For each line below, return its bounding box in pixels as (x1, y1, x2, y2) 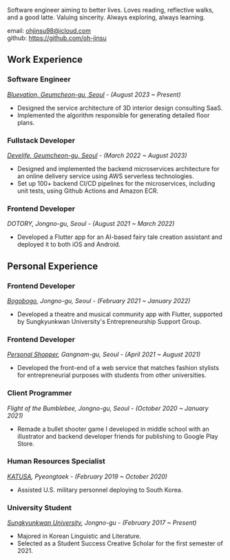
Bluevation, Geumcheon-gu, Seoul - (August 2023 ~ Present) (7, 90, 181, 99)
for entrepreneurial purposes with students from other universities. (17, 371, 207, 379)
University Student (7, 503, 72, 512)
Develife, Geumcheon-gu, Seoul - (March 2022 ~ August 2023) (7, 151, 187, 160)
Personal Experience (7, 260, 98, 272)
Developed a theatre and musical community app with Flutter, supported (17, 310, 222, 318)
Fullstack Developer (7, 135, 76, 145)
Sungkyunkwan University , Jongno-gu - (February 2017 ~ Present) (7, 519, 197, 527)
